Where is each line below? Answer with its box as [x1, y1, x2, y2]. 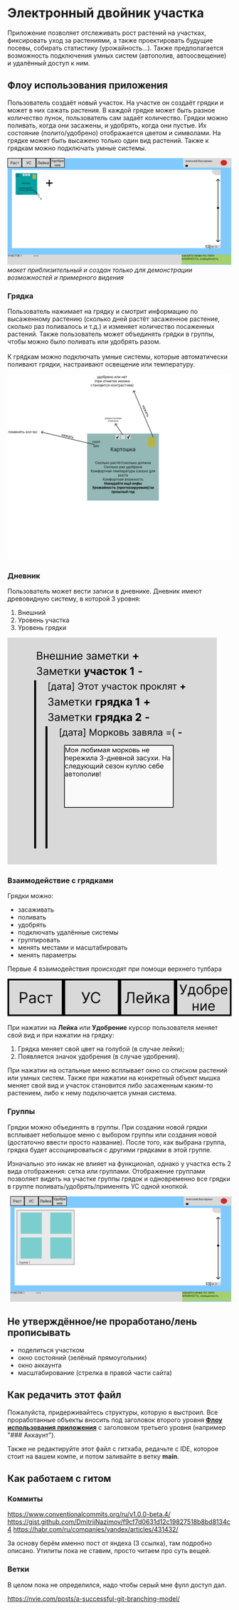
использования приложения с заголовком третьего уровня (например [7, 1423, 226, 1431]
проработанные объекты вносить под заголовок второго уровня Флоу [7, 1415, 223, 1424]
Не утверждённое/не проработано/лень [7, 1315, 198, 1328]
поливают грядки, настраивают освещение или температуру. [7, 360, 196, 369]
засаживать [17, 905, 55, 914]
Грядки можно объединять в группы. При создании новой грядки [7, 1122, 208, 1131]
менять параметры [17, 951, 77, 959]
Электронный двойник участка [7, 5, 204, 21]
